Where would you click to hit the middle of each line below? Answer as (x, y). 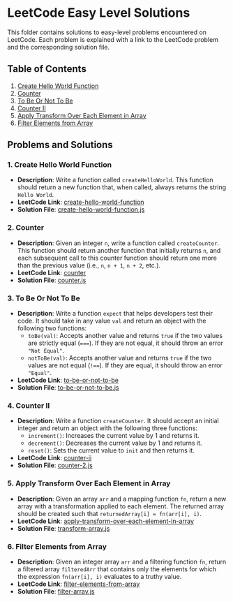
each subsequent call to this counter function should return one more (117, 258)
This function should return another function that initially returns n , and (119, 250)
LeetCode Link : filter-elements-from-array (78, 584)
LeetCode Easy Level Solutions (99, 13)
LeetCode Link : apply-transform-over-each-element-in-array (105, 521)
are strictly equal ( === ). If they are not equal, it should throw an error (125, 343)
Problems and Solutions (60, 145)
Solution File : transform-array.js (63, 528)
